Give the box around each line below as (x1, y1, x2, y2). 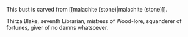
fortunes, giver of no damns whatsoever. (6, 24, 109, 31)
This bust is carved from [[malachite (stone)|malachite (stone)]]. (6, 6, 168, 13)
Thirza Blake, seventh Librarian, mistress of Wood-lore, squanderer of (6, 18, 182, 24)
